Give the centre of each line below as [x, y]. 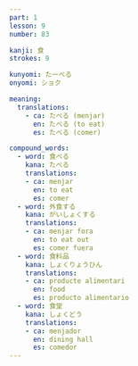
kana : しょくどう [54, 314]
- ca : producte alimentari [75, 281]
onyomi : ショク [35, 83]
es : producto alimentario [81, 298]
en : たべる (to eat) [69, 124]
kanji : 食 [27, 50]
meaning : [25, 99]
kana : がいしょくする [61, 215]
